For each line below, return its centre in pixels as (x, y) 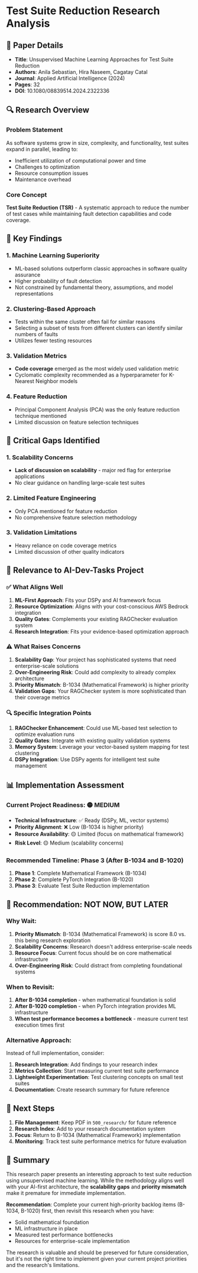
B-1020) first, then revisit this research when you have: (87, 1211)
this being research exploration (52, 940)
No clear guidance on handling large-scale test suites (80, 483)
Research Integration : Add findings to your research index (86, 1064)
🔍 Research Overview (48, 110)
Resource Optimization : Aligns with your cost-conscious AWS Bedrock (102, 606)
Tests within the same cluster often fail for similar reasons (85, 322)
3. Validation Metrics (36, 356)
